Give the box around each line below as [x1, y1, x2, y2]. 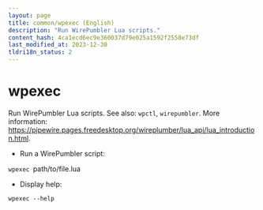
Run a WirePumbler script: [19, 148, 105, 158]
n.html [8, 133, 29, 143]
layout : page [8, 11, 51, 20]
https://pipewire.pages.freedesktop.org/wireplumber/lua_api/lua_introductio [8, 125, 255, 134]
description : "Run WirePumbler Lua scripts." [8, 26, 160, 34]
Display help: [19, 179, 62, 189]
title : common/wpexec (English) [8, 19, 115, 27]
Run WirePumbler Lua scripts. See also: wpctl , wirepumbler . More [8, 108, 220, 118]
